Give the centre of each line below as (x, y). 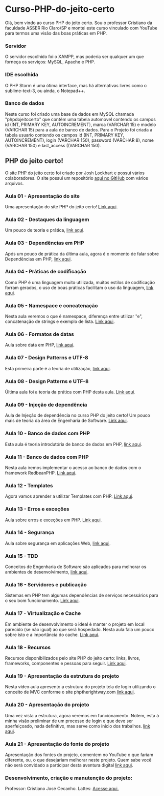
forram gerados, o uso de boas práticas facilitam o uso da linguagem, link (79, 287)
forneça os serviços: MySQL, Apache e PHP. (50, 62)
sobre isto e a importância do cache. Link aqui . (52, 635)
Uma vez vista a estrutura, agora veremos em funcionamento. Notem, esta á (82, 715)
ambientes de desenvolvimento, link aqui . (47, 572)
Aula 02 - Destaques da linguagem (47, 219)
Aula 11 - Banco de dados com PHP (47, 457)
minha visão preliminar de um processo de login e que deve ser (69, 721)
